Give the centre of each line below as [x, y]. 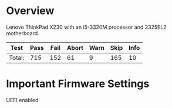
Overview [30, 11]
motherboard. [23, 33]
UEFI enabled [22, 100]
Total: [17, 58]
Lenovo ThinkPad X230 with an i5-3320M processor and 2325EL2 [86, 27]
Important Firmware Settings [78, 84]
